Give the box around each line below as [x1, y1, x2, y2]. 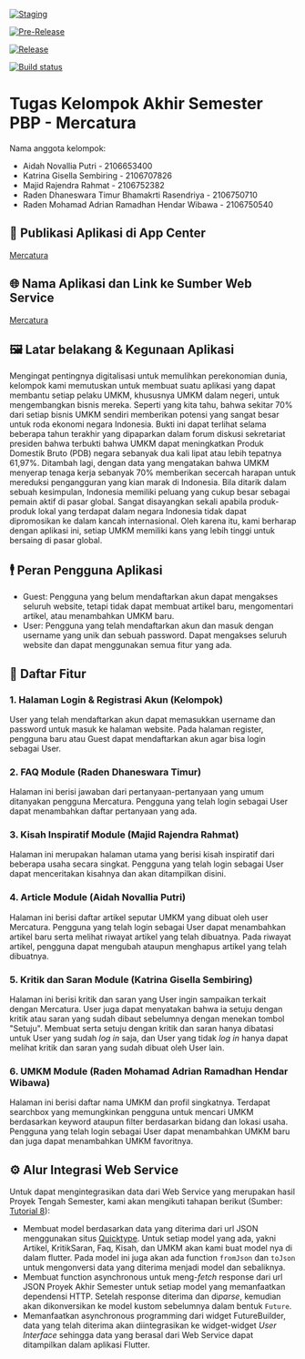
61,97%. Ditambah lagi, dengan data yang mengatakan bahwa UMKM [9, 458, 270, 469]
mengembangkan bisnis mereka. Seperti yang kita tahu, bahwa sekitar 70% [9, 400, 293, 411]
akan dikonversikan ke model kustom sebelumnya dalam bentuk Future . [22, 1301, 292, 1312]
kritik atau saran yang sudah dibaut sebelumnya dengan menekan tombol [9, 1013, 285, 1024]
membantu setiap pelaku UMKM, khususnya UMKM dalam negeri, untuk [9, 390, 280, 401]
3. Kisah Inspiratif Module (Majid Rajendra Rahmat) [9, 828, 239, 841]
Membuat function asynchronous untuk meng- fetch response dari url [22, 1272, 283, 1283]
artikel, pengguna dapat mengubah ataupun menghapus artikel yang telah [9, 940, 287, 951]
